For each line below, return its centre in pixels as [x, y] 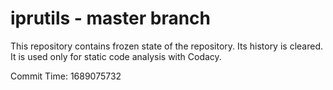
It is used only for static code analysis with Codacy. [116, 56]
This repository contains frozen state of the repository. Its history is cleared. [166, 46]
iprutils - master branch [110, 18]
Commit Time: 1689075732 [66, 76]
